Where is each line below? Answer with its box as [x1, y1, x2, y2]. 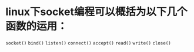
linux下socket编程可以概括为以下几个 [5, 5, 188, 18]
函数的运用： [5, 20, 68, 33]
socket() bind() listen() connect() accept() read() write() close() [5, 40, 171, 46]
